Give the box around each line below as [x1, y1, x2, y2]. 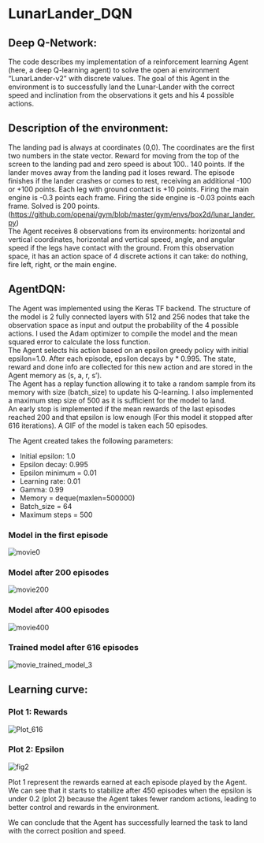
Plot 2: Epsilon [8, 744, 65, 755]
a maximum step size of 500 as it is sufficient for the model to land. [8, 396, 227, 405]
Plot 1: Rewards [8, 707, 69, 718]
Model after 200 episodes [8, 566, 110, 577]
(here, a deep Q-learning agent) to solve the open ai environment [8, 65, 220, 75]
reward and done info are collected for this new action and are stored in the [8, 362, 254, 371]
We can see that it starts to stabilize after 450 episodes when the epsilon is [8, 785, 252, 795]
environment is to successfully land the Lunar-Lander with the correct [8, 82, 235, 91]
